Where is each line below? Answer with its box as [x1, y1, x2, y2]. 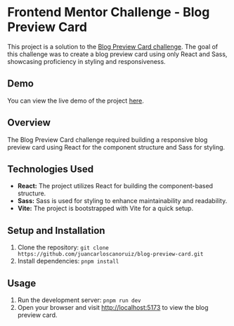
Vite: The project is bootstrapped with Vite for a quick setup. [17, 204, 194, 213]
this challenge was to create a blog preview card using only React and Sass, [7, 50, 228, 58]
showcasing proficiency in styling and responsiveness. [7, 57, 167, 65]
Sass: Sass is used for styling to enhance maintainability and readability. [17, 197, 228, 205]
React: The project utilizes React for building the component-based [17, 182, 213, 190]
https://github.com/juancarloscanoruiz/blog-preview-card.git [17, 251, 204, 258]
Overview [7, 117, 51, 129]
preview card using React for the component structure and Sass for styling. [7, 143, 226, 151]
